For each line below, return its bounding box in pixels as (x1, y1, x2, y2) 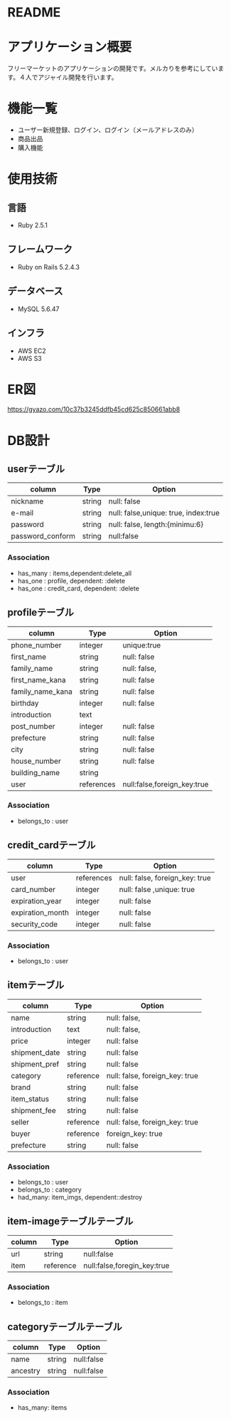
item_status (11, 1094, 50, 1104)
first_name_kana (11, 675, 66, 685)
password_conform (11, 531, 76, 541)
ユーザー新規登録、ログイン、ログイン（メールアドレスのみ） (17, 125, 198, 134)
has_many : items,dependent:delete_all (17, 568, 132, 578)
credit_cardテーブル (7, 839, 96, 851)
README (7, 4, 61, 21)
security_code (11, 919, 58, 929)
